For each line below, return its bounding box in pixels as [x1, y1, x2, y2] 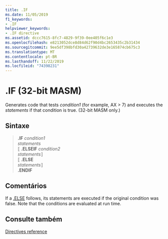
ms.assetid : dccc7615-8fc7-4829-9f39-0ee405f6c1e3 [5, 36, 113, 41]
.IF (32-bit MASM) [5, 85, 82, 97]
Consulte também [5, 215, 63, 224]
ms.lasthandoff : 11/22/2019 [5, 59, 64, 64]
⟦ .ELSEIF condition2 [17, 145, 61, 151]
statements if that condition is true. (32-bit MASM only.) [5, 107, 120, 113]
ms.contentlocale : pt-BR [5, 54, 57, 59]
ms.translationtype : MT [5, 49, 55, 54]
